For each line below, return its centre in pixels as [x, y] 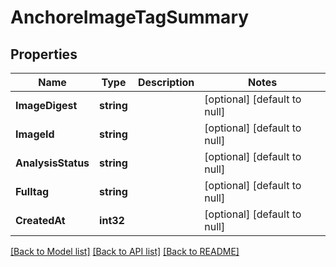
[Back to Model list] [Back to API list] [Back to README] [125, 251]
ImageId [35, 134]
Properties [44, 54]
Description [166, 82]
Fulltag [32, 191]
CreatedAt [40, 220]
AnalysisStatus [52, 163]
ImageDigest [46, 105]
